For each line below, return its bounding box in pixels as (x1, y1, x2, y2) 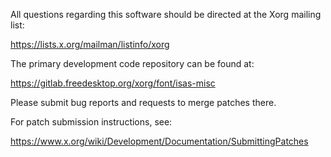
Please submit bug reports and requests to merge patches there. (10, 97, 277, 108)
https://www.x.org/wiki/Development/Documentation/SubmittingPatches (10, 135, 309, 147)
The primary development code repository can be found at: (10, 58, 255, 69)
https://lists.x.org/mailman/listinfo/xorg (10, 39, 170, 50)
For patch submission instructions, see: (10, 116, 173, 128)
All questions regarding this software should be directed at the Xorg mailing (10, 9, 322, 20)
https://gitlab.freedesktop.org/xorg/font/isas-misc (10, 77, 216, 89)
